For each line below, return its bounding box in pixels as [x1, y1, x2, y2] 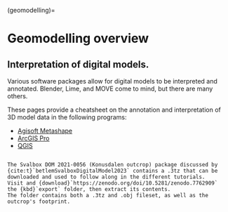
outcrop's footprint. [7, 198, 71, 205]
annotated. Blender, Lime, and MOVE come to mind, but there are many [7, 84, 213, 93]
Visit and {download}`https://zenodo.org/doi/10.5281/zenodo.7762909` [7, 180, 218, 187]
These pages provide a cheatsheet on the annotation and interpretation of [7, 105, 221, 114]
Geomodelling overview [7, 31, 149, 46]
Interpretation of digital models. [7, 58, 149, 70]
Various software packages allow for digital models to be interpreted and [7, 77, 217, 85]
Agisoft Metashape [17, 126, 73, 135]
